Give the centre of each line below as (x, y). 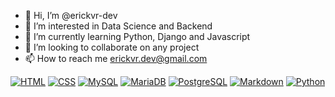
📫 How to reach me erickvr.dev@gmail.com (116, 58)
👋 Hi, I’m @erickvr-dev (71, 15)
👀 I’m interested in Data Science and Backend (118, 26)
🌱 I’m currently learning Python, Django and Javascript (137, 36)
